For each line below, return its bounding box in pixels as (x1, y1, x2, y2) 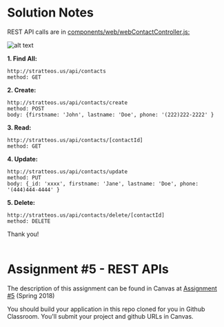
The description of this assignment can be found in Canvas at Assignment (7, 284, 217, 293)
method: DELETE (7, 217, 51, 225)
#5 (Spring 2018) (7, 291, 55, 299)
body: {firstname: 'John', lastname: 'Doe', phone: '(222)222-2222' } (7, 111, 214, 118)
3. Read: (7, 123, 32, 132)
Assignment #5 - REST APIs (7, 261, 169, 277)
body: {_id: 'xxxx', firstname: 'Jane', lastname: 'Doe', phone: (7, 180, 198, 187)
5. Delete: (7, 198, 36, 206)
